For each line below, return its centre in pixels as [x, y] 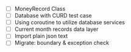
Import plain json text [41, 36]
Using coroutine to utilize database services [70, 22]
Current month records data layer [56, 29]
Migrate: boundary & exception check [62, 43]
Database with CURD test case [53, 16]
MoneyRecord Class [40, 9]
